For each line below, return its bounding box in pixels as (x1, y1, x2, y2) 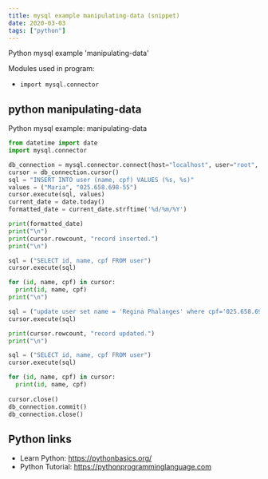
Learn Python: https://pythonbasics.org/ (19, 453, 152, 463)
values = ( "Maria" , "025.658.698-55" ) (8, 183, 137, 192)
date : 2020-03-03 (8, 19, 66, 27)
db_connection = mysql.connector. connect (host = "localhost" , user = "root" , (8, 160, 259, 168)
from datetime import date (8, 139, 98, 148)
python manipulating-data (8, 102, 142, 116)
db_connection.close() (8, 410, 84, 418)
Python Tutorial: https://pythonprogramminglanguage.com (19, 462, 212, 472)
